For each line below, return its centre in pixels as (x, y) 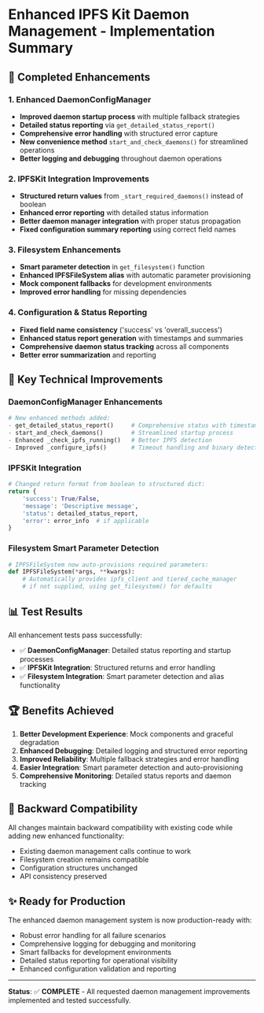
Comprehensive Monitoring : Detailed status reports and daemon (125, 776)
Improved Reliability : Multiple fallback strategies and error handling (129, 759)
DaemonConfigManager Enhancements (86, 402)
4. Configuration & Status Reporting (78, 313)
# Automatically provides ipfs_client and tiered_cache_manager (130, 579)
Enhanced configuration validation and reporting (98, 969)
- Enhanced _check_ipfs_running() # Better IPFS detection (110, 440)
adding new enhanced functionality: (66, 836)
